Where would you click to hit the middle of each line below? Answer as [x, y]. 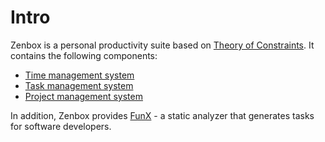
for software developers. [61, 126]
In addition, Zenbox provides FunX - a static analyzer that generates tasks [162, 115]
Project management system [83, 96]
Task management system [79, 85]
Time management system [79, 75]
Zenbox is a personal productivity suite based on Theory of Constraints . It [162, 45]
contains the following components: [84, 55]
